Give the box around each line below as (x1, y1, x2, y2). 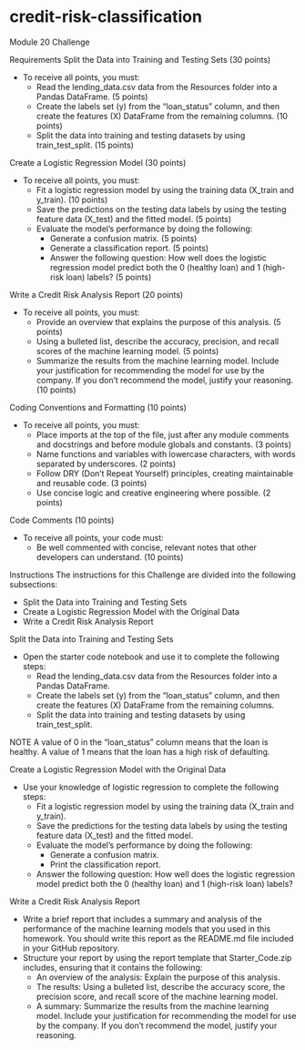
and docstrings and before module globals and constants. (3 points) (36, 439, 292, 450)
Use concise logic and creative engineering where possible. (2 (36, 487, 271, 498)
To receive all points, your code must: (22, 532, 164, 543)
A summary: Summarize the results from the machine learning (36, 1000, 269, 1012)
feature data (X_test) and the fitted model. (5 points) (36, 213, 232, 224)
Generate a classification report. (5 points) (49, 242, 209, 253)
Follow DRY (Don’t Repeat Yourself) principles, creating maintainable (36, 467, 294, 479)
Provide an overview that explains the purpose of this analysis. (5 (36, 316, 281, 327)
